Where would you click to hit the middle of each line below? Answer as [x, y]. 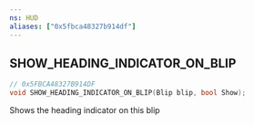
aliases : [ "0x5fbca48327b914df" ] [73, 26]
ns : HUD [24, 18]
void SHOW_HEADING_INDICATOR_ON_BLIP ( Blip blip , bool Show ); [128, 93]
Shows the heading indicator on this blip [85, 110]
